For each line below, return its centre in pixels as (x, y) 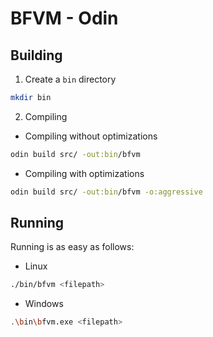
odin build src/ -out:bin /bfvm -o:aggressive (106, 192)
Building (36, 55)
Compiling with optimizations (84, 173)
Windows (44, 304)
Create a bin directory (70, 79)
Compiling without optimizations (91, 136)
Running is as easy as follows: (72, 247)
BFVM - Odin (64, 18)
